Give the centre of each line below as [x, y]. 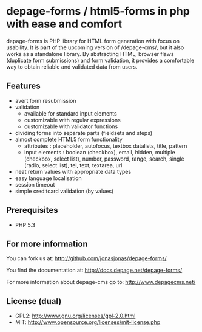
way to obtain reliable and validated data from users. [72, 67]
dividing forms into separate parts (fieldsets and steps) [84, 133]
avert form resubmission [46, 100]
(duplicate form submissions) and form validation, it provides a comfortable [100, 60]
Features [23, 86]
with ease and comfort [64, 24]
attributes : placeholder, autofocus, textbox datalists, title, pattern [106, 146]
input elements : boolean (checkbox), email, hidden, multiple [99, 152]
